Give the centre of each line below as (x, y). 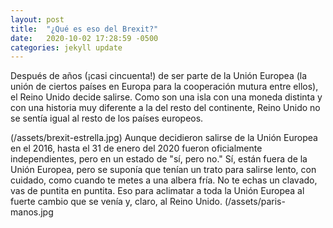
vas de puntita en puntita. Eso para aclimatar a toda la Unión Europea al (157, 191)
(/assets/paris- (255, 202)
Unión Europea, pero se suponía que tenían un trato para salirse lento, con (163, 170)
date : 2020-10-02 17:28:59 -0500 (84, 38)
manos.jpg (32, 212)
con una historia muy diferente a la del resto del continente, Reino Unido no (165, 108)
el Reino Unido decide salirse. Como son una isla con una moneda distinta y (166, 97)
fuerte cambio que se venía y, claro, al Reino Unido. (116, 202)
